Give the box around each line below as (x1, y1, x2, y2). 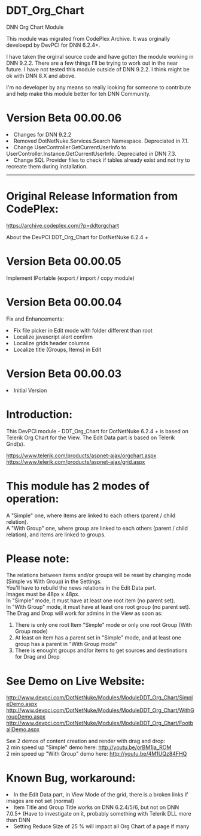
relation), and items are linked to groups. (6, 531, 106, 538)
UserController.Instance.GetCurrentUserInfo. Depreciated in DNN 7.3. (6, 150, 176, 157)
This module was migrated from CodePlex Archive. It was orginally (6, 35, 170, 42)
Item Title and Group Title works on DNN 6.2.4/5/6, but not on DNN (14, 804, 179, 811)
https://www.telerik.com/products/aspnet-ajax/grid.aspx (6, 458, 145, 465)
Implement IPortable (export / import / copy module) (6, 274, 135, 282)
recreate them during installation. (6, 162, 88, 170)
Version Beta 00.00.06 (6, 111, 122, 125)
